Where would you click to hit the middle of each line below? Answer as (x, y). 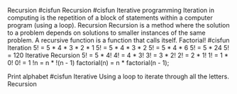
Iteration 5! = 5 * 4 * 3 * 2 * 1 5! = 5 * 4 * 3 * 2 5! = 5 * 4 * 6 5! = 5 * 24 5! (118, 48)
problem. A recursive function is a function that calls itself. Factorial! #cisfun (118, 40)
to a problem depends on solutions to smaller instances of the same (106, 33)
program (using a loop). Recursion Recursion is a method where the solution (118, 25)
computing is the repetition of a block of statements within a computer (110, 18)
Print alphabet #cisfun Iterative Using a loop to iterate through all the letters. (118, 76)
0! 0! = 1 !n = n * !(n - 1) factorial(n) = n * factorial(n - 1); (88, 63)
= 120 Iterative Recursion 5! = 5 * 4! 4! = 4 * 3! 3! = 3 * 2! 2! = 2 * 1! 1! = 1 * (118, 55)
